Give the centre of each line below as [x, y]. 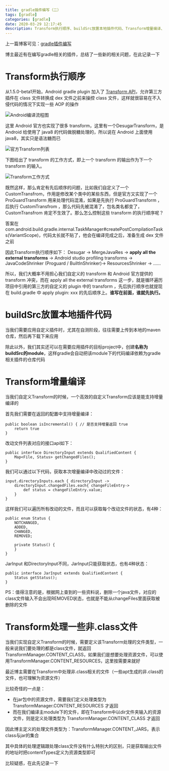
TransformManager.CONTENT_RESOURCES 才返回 [65, 705]
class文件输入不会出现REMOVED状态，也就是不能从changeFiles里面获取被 [83, 598]
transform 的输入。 [25, 166]
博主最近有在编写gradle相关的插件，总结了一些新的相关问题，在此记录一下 [82, 55]
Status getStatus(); [36, 578]
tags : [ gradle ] [21, 15]
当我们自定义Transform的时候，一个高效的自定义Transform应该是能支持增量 [84, 396]
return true [27, 429]
